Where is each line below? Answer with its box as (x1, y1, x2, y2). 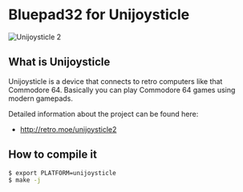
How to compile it (8, 148, 98, 162)
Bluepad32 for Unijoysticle (8, 6, 190, 24)
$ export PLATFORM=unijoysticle (8, 169, 116, 177)
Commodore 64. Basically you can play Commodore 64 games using (8, 85, 236, 94)
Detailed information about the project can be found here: (8, 109, 199, 118)
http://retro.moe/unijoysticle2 (19, 124, 117, 134)
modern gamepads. (8, 94, 74, 103)
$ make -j (8, 176, 42, 185)
